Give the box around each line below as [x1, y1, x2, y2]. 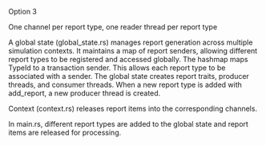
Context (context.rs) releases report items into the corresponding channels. [8, 104, 258, 113]
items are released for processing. [8, 127, 122, 137]
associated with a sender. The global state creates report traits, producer [8, 72, 250, 80]
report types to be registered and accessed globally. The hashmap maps [8, 55, 248, 64]
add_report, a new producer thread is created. [8, 88, 161, 98]
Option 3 [8, 7, 38, 16]
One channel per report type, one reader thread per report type [8, 22, 218, 31]
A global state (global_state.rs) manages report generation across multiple [8, 37, 253, 47]
